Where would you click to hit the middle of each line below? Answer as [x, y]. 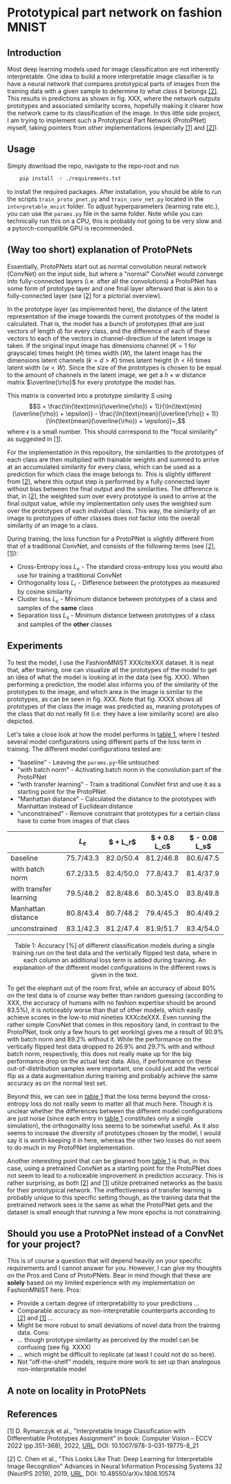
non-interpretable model [52, 1369]
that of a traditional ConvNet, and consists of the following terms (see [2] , [111, 546]
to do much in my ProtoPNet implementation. [70, 1148]
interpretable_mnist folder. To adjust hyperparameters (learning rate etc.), [113, 206]
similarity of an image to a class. [53, 525]
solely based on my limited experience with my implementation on [101, 1283]
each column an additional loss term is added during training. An [114, 960]
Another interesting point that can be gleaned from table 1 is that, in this [108, 1161]
